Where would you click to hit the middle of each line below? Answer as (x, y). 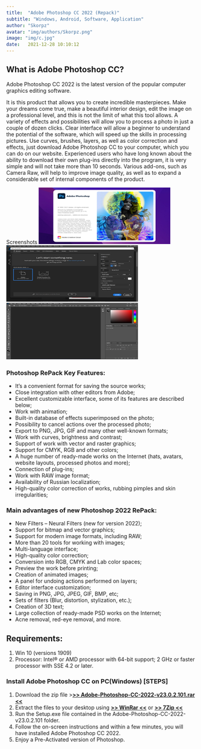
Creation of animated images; (51, 575)
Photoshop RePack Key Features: (56, 372)
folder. (52, 720)
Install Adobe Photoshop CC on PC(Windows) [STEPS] (87, 682)
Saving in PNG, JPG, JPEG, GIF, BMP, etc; (66, 594)
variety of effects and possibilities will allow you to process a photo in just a (100, 121)
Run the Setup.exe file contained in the (63, 713)
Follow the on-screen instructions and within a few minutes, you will (99, 727)
